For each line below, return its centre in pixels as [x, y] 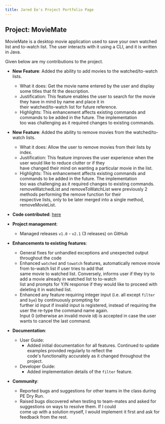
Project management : [35, 224]
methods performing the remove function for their [70, 194]
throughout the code [41, 258]
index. [26, 152]
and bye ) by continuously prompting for [60, 300]
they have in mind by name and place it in [62, 102]
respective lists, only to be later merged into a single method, [82, 200]
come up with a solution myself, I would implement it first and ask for [89, 412]
